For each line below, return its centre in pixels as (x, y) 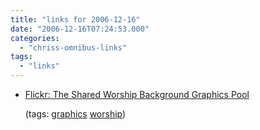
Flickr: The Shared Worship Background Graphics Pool (137, 94)
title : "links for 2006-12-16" (75, 19)
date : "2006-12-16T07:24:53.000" (80, 29)
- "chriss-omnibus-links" (73, 47)
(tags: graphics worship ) (75, 114)
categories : (35, 38)
